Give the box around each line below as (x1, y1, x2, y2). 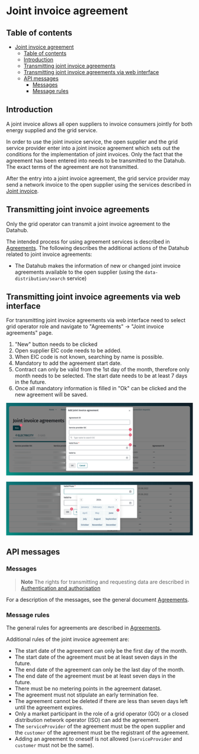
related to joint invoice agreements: (6, 251, 92, 258)
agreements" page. (6, 329, 53, 336)
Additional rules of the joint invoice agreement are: (6, 636, 129, 643)
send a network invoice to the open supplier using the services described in (6, 181, 191, 188)
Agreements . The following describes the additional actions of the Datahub (6, 244, 190, 251)
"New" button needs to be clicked (14, 341, 98, 348)
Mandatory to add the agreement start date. (14, 360, 122, 367)
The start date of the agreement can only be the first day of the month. (14, 647, 188, 654)
